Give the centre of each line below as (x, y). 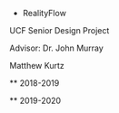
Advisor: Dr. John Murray (57, 48)
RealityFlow (44, 13)
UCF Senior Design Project (59, 30)
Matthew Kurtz (37, 66)
